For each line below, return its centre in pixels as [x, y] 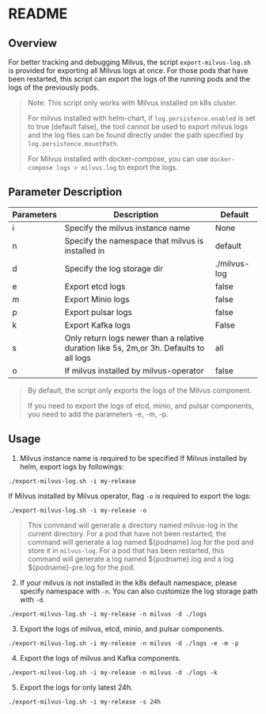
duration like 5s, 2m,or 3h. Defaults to [135, 347]
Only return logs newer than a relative [134, 338]
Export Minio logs [97, 299]
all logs [78, 358]
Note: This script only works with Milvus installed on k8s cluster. [132, 103]
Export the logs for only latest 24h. [76, 687]
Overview [33, 43]
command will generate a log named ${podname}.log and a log [130, 559]
